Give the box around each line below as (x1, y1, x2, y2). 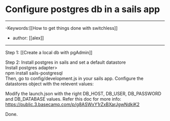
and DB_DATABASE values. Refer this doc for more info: (5, 96, 121, 102)
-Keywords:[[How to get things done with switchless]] (5, 25, 118, 31)
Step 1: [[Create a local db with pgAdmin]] (5, 49, 93, 55)
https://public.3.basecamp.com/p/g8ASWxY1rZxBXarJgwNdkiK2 (5, 101, 140, 107)
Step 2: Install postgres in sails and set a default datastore (5, 59, 126, 65)
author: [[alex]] (12, 34, 44, 41)
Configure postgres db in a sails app (5, 4, 160, 15)
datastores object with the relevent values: (5, 80, 94, 87)
